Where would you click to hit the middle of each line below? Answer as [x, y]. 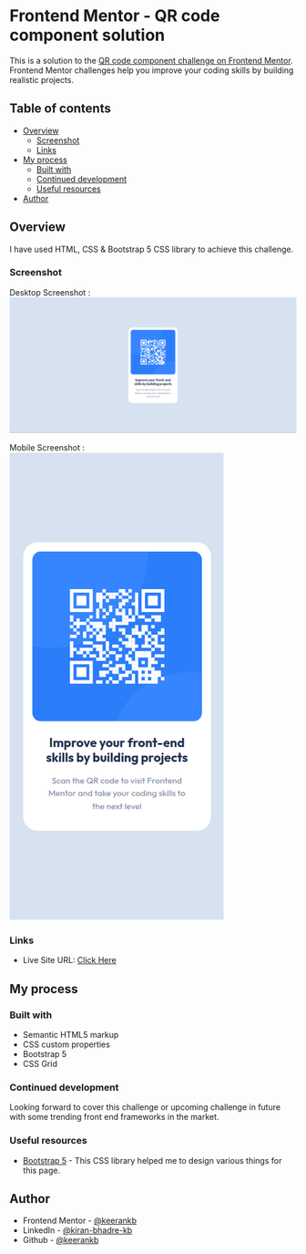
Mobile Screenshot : [47, 448]
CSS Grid [40, 1064]
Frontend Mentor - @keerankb [80, 1221]
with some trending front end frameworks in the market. [114, 1117]
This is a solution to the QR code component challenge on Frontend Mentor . [151, 60]
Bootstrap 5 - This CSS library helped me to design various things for [152, 1160]
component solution [87, 35]
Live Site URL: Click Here [69, 960]
